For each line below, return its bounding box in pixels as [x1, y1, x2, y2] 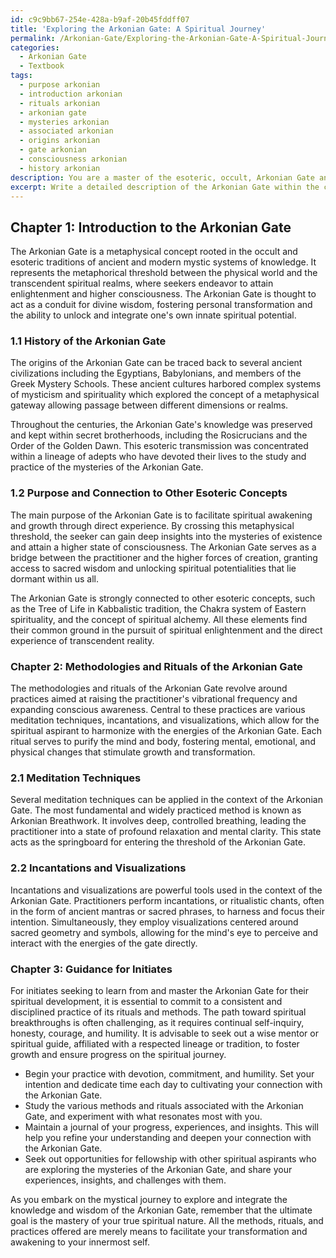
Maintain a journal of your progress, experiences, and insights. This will [24, 1121, 319, 1133]
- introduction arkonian [19, 89, 123, 99]
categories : [10, 42, 60, 53]
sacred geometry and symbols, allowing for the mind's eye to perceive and [10, 926, 319, 938]
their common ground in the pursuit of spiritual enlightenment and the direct [10, 624, 323, 636]
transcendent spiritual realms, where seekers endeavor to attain [10, 277, 274, 290]
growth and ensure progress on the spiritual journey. [10, 1048, 227, 1060]
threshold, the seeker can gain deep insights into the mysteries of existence [10, 530, 323, 542]
